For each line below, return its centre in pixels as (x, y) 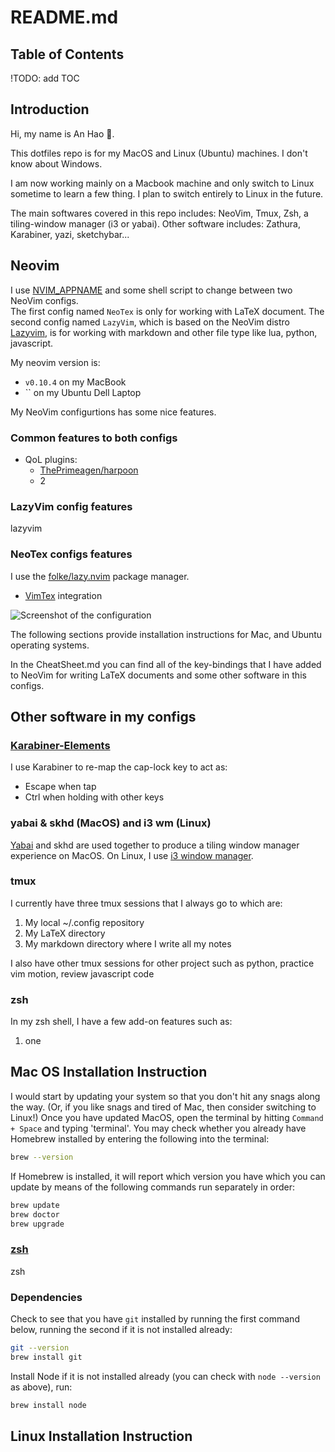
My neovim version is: (55, 362)
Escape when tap (60, 787)
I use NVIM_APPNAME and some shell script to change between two (151, 290)
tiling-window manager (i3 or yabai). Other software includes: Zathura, (155, 223)
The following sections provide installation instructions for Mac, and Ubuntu (166, 634)
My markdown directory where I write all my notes (128, 943)
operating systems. (50, 645)
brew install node (48, 1405)
